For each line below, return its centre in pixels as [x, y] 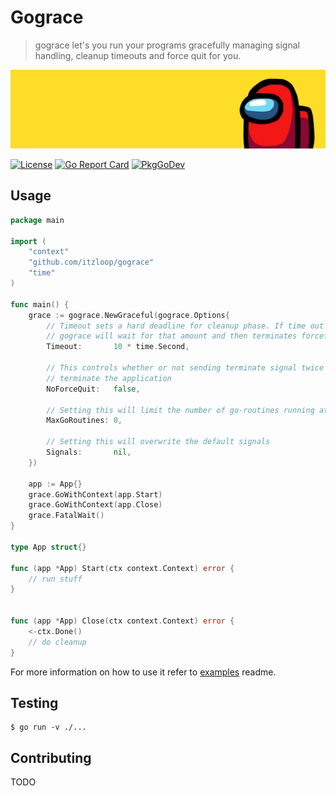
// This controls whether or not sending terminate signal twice [185, 368]
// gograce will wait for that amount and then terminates [172, 336]
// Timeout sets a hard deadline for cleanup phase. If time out [185, 326]
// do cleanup [57, 642]
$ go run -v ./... [48, 727]
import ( [28, 241]
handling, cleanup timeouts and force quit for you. [138, 55]
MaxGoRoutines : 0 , [84, 421]
